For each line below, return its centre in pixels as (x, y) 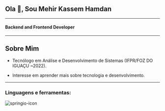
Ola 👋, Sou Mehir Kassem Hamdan (58, 9)
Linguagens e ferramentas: (38, 92)
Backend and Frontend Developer (40, 27)
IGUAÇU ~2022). (29, 66)
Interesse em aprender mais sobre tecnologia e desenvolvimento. (78, 75)
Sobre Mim (22, 49)
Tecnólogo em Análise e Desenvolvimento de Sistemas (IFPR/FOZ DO (82, 60)
